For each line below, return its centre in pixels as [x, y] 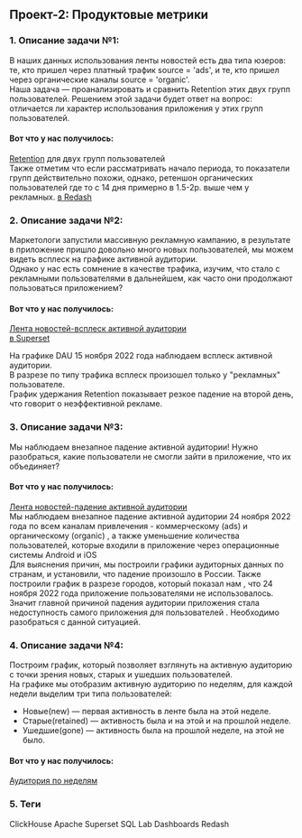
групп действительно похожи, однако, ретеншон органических [132, 177]
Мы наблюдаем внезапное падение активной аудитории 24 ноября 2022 [150, 516]
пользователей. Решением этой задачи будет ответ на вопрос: [131, 98]
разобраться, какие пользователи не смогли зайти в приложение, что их [150, 456]
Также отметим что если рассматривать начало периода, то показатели [150, 168]
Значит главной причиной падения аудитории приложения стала [134, 602]
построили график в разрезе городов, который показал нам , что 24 [141, 583]
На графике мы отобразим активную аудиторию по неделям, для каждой [151, 684]
